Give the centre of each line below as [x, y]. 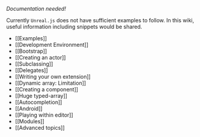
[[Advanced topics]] [40, 128]
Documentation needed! [36, 9]
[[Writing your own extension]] [53, 77]
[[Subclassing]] [34, 64]
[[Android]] [29, 108]
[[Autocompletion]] [38, 102]
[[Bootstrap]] [31, 51]
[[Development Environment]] [52, 45]
